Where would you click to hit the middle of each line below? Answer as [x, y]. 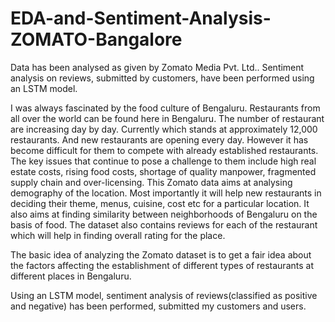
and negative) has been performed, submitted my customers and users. [158, 306]
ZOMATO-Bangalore [96, 39]
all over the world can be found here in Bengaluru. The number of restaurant [167, 118]
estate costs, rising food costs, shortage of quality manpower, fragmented [163, 171]
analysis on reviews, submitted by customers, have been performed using [162, 78]
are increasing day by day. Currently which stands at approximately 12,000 [164, 129]
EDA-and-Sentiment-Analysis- [141, 18]
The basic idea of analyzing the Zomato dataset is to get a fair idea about [161, 254]
